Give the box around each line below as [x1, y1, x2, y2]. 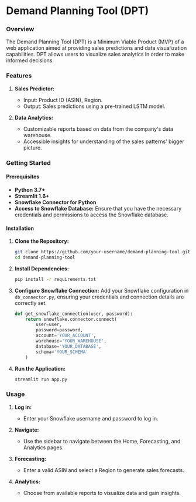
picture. [23, 144, 42, 151]
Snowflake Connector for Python [14, 198, 97, 206]
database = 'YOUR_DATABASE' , [36, 343, 102, 350]
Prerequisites [6, 173, 40, 180]
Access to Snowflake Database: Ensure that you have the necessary [14, 205, 182, 212]
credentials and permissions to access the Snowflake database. [14, 211, 169, 218]
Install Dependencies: [14, 265, 69, 272]
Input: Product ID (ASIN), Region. [23, 96, 103, 103]
